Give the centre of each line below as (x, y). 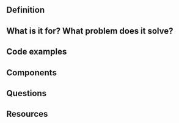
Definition (25, 10)
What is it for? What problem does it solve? (90, 31)
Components (31, 73)
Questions (27, 93)
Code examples (37, 52)
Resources (27, 114)
